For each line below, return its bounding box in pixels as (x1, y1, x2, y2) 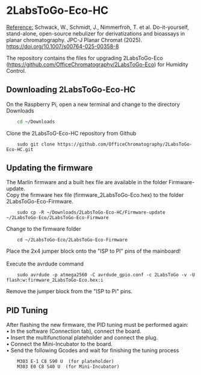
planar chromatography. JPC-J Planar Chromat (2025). (6, 36, 143, 43)
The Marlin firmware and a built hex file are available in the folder (6, 179, 167, 186)
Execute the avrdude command (6, 260, 84, 268)
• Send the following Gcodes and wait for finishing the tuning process (6, 347, 179, 354)
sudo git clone (17, 141, 55, 147)
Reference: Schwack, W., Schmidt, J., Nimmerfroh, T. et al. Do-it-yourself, (6, 23, 190, 31)
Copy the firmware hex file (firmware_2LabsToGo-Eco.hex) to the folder (6, 191, 184, 199)
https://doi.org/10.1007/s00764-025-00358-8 (6, 43, 119, 50)
